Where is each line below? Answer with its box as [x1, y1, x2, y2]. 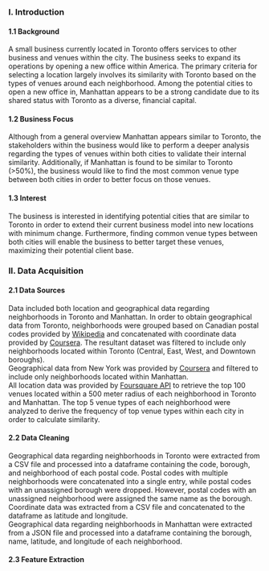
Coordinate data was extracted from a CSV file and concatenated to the [8, 502, 246, 511]
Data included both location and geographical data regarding [8, 303, 210, 312]
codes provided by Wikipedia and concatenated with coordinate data [8, 329, 237, 338]
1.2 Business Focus [8, 114, 74, 123]
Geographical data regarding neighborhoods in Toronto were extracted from [8, 450, 261, 461]
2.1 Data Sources [8, 285, 66, 296]
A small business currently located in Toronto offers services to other [8, 44, 237, 54]
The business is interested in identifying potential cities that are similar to [8, 211, 250, 221]
